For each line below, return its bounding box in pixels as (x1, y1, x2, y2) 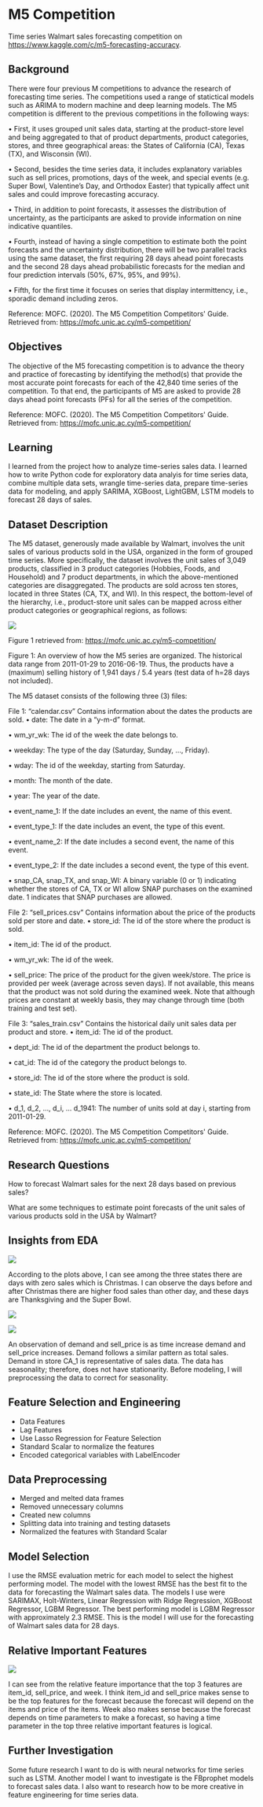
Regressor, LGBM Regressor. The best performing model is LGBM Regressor (8, 1604, 255, 1614)
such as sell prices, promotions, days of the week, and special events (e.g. (8, 172, 250, 182)
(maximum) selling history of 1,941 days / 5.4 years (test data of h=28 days (8, 667, 250, 678)
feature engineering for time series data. (8, 1790, 139, 1799)
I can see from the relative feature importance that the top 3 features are (8, 1680, 243, 1689)
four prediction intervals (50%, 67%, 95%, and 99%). (8, 270, 181, 279)
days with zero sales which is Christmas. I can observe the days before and (8, 1277, 253, 1288)
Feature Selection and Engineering (8, 1395, 181, 1410)
